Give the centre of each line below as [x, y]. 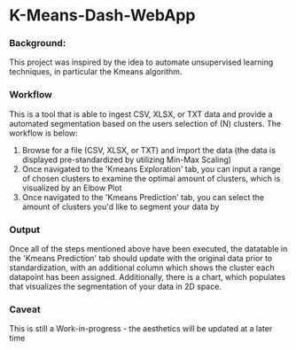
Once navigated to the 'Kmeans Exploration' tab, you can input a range [151, 168]
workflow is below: [43, 133]
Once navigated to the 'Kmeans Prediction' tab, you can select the [143, 197]
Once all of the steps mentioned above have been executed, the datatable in [148, 249]
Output [25, 229]
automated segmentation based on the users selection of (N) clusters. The [145, 123]
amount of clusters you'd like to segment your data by [121, 206]
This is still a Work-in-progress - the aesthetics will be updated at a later [141, 329]
